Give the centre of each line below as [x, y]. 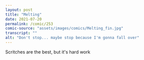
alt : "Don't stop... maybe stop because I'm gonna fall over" [72, 38]
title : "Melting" [24, 14]
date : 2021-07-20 [24, 19]
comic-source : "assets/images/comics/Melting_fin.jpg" [64, 28]
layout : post [19, 10]
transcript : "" [21, 33]
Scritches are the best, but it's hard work [48, 52]
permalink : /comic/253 [29, 24]
